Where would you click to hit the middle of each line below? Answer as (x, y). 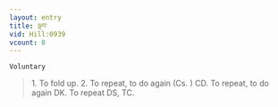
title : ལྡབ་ (29, 26)
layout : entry (36, 17)
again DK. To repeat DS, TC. (83, 93)
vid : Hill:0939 (38, 34)
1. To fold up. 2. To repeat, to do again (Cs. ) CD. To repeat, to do (150, 83)
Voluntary (28, 67)
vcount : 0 (28, 42)
